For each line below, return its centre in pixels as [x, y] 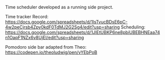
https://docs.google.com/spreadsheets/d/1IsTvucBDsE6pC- [67, 22]
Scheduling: [133, 27]
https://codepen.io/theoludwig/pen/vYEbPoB [51, 52]
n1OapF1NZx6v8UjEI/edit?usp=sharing [45, 37]
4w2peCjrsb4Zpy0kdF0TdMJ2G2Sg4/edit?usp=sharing [63, 27]
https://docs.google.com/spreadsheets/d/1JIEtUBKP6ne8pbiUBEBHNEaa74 [83, 32]
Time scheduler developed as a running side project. [59, 7]
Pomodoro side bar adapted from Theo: [46, 47]
